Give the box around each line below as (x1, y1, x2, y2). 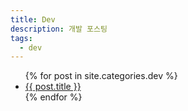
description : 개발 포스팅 (10, 24, 108, 34)
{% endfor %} (24, 91, 83, 103)
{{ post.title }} (24, 81, 82, 93)
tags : (10, 33, 33, 43)
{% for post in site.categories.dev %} (24, 70, 178, 82)
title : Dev (10, 14, 56, 25)
